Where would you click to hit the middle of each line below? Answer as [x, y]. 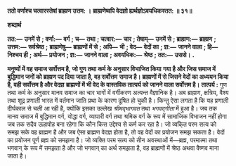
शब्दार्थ [14, 25]
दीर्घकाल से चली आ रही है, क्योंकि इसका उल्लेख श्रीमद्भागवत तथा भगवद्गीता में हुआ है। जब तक [112, 108]
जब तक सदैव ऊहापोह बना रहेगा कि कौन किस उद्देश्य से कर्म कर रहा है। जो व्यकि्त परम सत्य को [112, 124]
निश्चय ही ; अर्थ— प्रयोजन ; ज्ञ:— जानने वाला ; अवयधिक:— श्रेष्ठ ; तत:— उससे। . [101, 55]
